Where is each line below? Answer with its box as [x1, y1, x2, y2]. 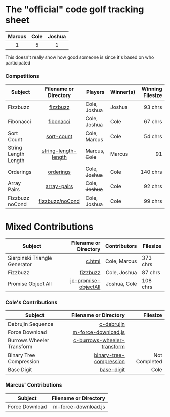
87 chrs [141, 269, 160, 276]
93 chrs [143, 104, 162, 111]
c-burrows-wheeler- [73, 337, 125, 344]
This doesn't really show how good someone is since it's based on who [5, 54, 154, 60]
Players [86, 89, 105, 96]
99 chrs [143, 198, 162, 205]
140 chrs [140, 169, 162, 176]
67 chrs [143, 118, 162, 125]
